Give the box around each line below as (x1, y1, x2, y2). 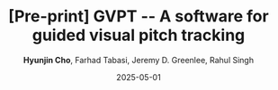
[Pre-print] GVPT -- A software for (8, 6, 269, 27)
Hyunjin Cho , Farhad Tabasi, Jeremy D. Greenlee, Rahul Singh (22, 54, 255, 65)
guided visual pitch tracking (31, 25, 246, 45)
